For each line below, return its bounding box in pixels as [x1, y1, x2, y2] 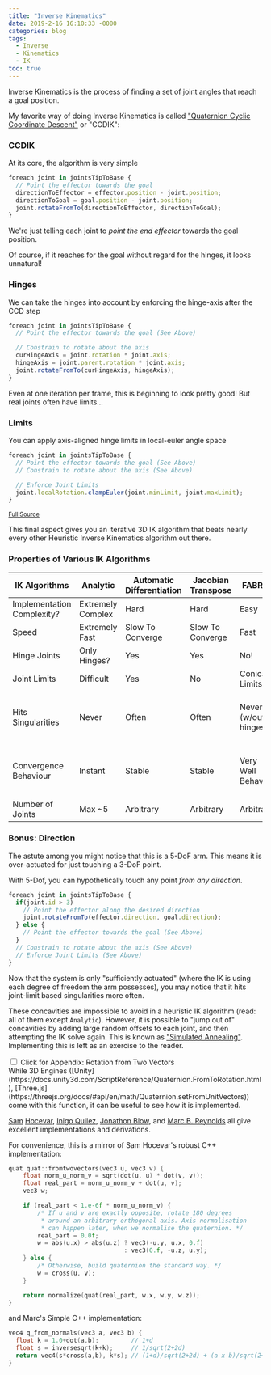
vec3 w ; [23, 1187, 48, 1195]
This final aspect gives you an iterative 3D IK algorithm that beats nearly [8, 525, 248, 535]
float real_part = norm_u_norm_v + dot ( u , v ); [23, 1179, 182, 1187]
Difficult [79, 673, 110, 684]
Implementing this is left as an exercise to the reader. [8, 1040, 184, 1050]
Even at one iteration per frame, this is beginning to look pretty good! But [8, 388, 251, 398]
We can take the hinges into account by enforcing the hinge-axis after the [8, 297, 253, 307]
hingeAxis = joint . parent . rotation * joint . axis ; [15, 359, 186, 367]
